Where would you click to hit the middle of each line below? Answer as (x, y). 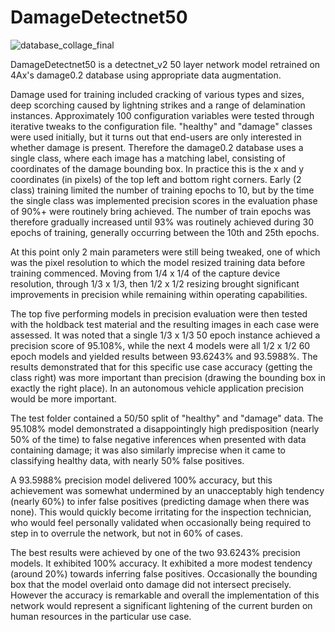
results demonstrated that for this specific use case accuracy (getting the (161, 367)
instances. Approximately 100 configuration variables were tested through (162, 115)
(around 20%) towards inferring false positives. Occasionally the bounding (164, 573)
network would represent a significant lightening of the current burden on (161, 605)
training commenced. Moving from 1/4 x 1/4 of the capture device (145, 273)
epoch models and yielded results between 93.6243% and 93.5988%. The (164, 356)
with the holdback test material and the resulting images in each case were (165, 324)
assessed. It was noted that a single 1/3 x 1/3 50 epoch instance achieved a (165, 335)
